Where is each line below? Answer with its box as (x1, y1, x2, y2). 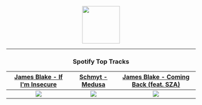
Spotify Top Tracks (73, 57, 129, 65)
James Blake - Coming (122, 73, 190, 81)
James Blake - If (14, 73, 63, 81)
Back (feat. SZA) (132, 80, 180, 89)
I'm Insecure (20, 80, 57, 89)
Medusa (81, 80, 106, 89)
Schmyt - (79, 73, 108, 81)
